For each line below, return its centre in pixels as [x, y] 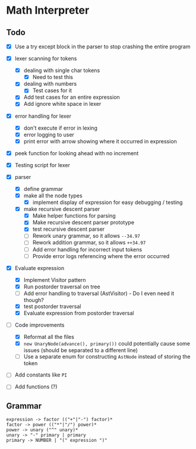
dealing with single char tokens [62, 70]
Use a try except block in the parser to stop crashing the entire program [102, 46]
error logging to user [49, 134]
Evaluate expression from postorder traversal [79, 313]
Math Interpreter [48, 10]
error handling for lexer [43, 116]
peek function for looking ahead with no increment [77, 153]
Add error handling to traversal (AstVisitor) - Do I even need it [99, 293]
